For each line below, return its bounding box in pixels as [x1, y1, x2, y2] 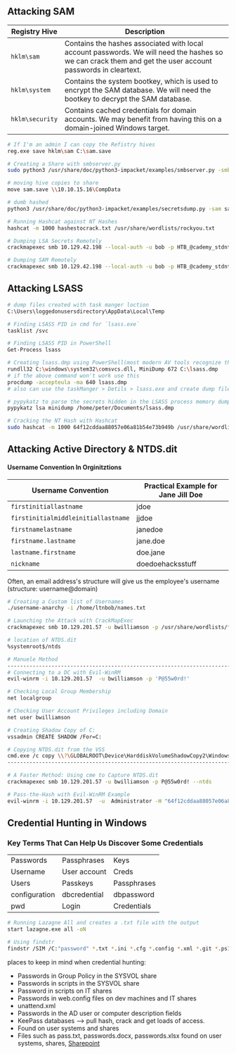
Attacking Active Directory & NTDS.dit [7, 443, 178, 455]
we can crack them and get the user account [64, 56, 212, 66]
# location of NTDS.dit [7, 637, 77, 644]
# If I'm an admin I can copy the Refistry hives [7, 141, 156, 148]
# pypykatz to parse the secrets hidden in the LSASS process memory [7, 398, 216, 405]
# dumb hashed [7, 199, 49, 206]
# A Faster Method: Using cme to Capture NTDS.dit [7, 771, 159, 779]
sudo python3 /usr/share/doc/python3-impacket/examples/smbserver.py [7, 167, 216, 174]
